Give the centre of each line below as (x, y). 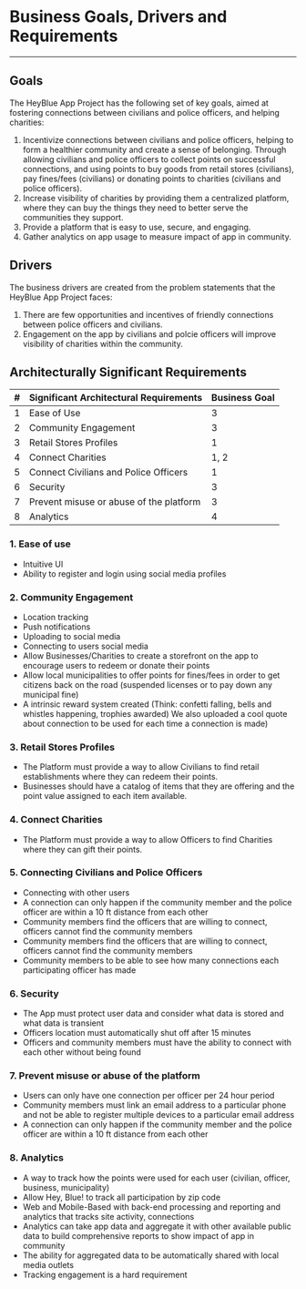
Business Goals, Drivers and (118, 17)
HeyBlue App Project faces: (61, 297)
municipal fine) (51, 694)
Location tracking (56, 617)
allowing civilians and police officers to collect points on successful (149, 159)
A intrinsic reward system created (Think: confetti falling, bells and (147, 704)
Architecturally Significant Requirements (128, 372)
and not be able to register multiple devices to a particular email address (158, 1115)
